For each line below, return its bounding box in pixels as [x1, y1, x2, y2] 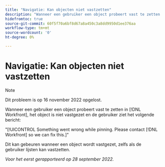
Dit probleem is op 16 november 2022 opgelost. [5, 97, 102, 103]
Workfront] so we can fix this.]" [5, 131, 69, 137]
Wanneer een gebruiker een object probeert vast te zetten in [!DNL [5, 106, 141, 112]
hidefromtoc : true [5, 16, 43, 21]
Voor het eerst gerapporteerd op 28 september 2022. [5, 156, 114, 162]
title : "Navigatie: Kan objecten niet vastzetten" [5, 7, 112, 12]
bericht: [5, 117, 21, 123]
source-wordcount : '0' [5, 30, 52, 35]
